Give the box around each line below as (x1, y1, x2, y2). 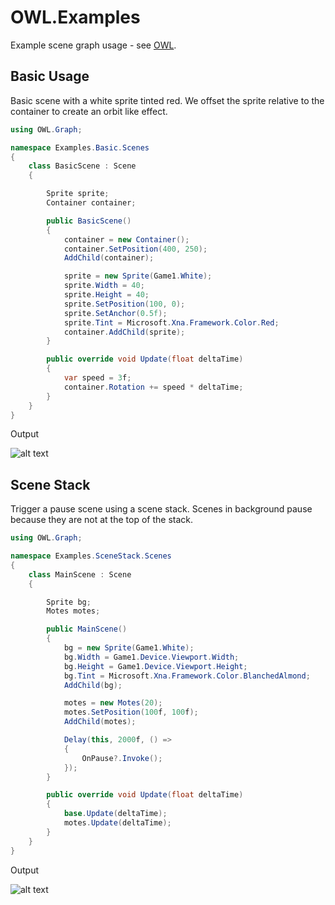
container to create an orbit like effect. (10, 105, 168, 117)
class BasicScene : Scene (28, 161, 137, 171)
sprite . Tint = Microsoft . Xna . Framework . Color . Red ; (63, 317, 280, 328)
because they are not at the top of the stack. (10, 514, 194, 526)
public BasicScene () (46, 216, 132, 226)
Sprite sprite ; (46, 189, 110, 199)
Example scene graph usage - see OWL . (10, 39, 177, 51)
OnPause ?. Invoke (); (81, 753, 163, 763)
